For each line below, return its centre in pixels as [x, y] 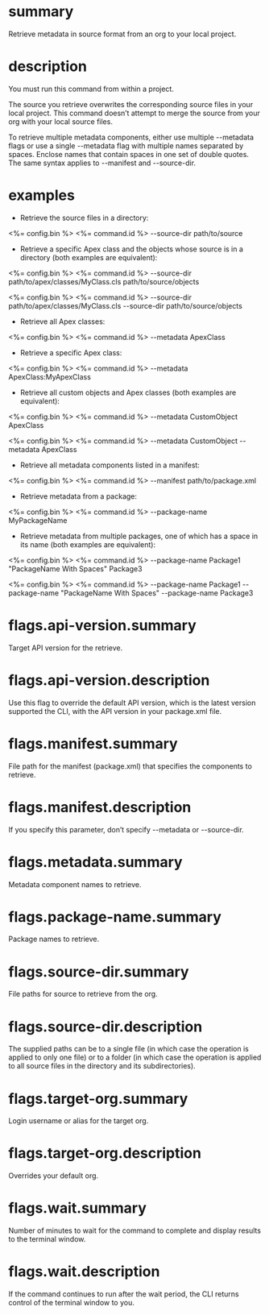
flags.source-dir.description [106, 1027]
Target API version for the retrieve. [66, 648]
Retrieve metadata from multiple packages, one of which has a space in [139, 536]
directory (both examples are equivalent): [89, 257]
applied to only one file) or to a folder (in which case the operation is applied [135, 1057]
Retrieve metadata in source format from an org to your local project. [122, 34]
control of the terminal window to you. [71, 1303]
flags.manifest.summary [93, 743]
